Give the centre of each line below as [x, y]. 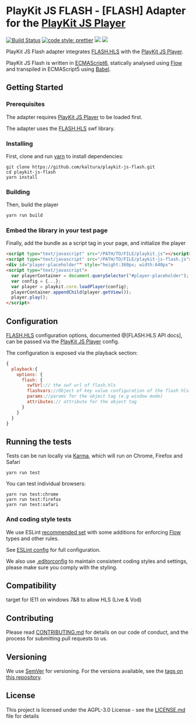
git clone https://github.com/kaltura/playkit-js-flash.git [81, 167]
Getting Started [35, 88]
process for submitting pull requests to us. [57, 638]
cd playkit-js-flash [31, 172]
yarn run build [24, 216]
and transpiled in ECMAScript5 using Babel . [58, 69]
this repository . [24, 677]
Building [18, 192]
